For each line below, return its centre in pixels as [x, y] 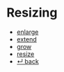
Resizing [32, 13]
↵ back [27, 61]
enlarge [27, 32]
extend [27, 39]
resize [25, 54]
